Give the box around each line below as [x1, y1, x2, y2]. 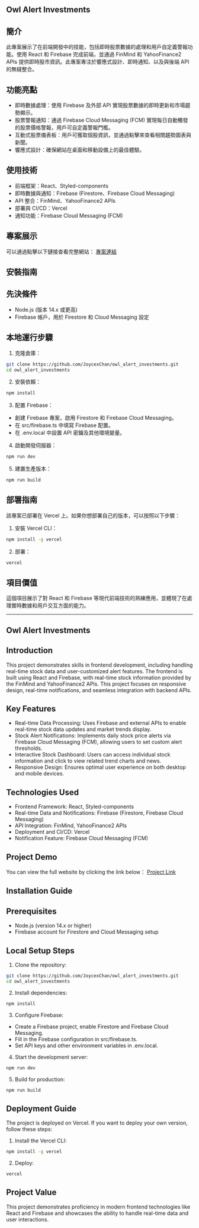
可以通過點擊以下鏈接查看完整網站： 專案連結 [6, 248, 117, 255]
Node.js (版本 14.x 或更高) [14, 306, 78, 313]
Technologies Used [6, 787, 79, 797]
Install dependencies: [14, 989, 68, 996]
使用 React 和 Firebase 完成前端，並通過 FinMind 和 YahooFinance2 [16, 51, 182, 58]
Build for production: [14, 1076, 65, 1083]
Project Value [6, 1188, 57, 1198]
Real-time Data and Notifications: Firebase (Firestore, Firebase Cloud [14, 809, 184, 816]
